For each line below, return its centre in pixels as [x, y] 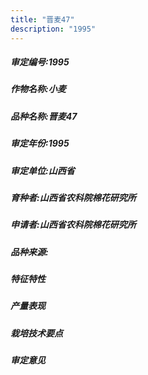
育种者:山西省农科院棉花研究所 [73, 197]
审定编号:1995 [40, 62]
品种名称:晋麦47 [44, 116]
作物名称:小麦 [38, 89]
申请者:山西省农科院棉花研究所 [73, 225]
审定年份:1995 [40, 143]
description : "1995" [53, 29]
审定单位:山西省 [42, 170]
